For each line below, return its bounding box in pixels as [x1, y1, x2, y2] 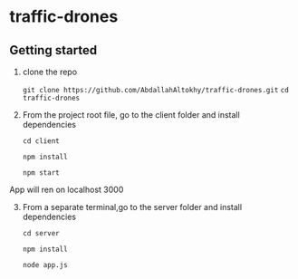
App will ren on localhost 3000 [9, 184, 124, 195]
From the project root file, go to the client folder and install [22, 110, 240, 120]
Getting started [9, 43, 98, 58]
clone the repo [22, 66, 78, 77]
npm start [22, 168, 61, 178]
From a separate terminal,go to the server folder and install [22, 202, 243, 212]
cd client [22, 137, 61, 146]
